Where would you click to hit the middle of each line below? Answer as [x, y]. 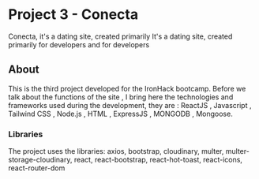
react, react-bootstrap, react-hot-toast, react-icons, [158, 160]
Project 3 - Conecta [73, 15]
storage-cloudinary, [40, 160]
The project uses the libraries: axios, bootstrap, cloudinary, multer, [116, 151]
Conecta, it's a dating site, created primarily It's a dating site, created [120, 36]
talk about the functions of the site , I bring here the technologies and [121, 97]
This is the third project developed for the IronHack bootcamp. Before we [127, 88]
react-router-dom [37, 168]
